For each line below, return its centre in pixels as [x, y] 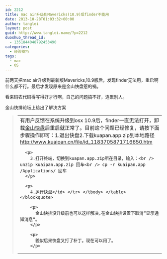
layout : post [19, 28]
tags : [11, 56]
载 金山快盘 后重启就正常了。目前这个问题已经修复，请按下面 [89, 128]
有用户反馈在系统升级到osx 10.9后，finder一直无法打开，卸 [89, 121]
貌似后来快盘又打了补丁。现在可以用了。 [75, 241]
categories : [17, 47]
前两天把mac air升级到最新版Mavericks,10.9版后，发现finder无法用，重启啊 [82, 80]
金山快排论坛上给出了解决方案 [36, 108]
